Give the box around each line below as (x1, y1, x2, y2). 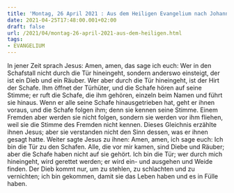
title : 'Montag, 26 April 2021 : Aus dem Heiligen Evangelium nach (7, 10, 208, 17)
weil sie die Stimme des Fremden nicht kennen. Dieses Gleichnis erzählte (7, 121, 217, 128)
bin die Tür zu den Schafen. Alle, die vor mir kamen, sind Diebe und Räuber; (7, 143, 225, 151)
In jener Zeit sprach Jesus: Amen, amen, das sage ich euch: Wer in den (7, 62, 212, 69)
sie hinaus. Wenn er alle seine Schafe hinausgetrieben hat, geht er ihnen (7, 99, 215, 106)
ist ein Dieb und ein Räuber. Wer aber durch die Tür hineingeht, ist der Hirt (7, 76, 219, 84)
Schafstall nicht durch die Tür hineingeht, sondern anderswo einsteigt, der (7, 69, 221, 77)
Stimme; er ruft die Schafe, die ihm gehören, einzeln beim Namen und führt (7, 91, 223, 99)
